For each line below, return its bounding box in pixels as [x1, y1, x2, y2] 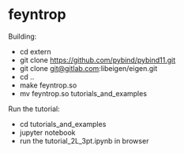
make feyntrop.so [19, 80, 77, 90]
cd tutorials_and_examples [19, 119, 107, 129]
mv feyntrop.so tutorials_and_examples [19, 88, 148, 98]
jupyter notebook [19, 128, 76, 137]
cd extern [19, 47, 51, 56]
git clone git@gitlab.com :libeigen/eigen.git [19, 63, 158, 73]
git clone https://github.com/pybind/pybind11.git [19, 55, 176, 65]
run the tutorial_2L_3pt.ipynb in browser [19, 136, 149, 145]
